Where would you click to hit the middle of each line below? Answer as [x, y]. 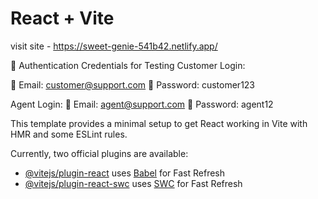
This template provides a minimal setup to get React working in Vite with [159, 123]
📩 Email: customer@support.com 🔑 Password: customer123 [133, 84]
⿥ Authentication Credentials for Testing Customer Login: [128, 65]
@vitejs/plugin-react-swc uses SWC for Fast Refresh [133, 183]
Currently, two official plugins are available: [99, 153]
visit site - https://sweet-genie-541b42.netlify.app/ [114, 46]
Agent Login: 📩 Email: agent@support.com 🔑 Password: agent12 [142, 104]
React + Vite [62, 18]
